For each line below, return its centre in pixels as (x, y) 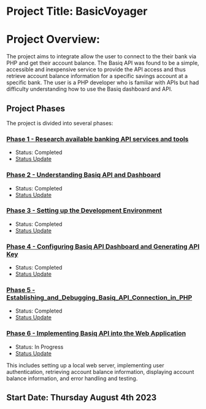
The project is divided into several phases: (60, 123)
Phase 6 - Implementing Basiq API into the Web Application (96, 333)
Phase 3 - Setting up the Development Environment (84, 211)
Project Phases (36, 108)
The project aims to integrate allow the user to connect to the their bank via (101, 56)
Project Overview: (53, 40)
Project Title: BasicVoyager (77, 11)
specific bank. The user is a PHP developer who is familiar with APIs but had (103, 83)
